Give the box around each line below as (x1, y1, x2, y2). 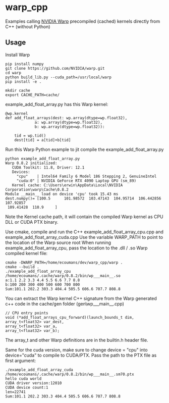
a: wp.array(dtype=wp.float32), (34, 120, 102, 125)
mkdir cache (5, 88, 30, 93)
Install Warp (5, 52, 30, 58)
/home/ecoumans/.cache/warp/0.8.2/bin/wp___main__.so (5, 273, 121, 278)
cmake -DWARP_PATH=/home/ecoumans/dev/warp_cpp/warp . (5, 260, 123, 265)
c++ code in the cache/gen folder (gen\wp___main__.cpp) (5, 300, 125, 307)
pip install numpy (5, 61, 44, 67)
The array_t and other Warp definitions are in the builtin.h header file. (5, 337, 148, 343)
